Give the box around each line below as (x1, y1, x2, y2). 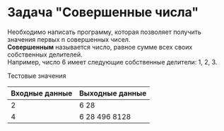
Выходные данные (78, 88, 147, 98)
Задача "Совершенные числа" (7, 4, 199, 21)
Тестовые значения (7, 72, 66, 80)
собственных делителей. (7, 50, 83, 59)
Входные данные (11, 88, 73, 98)
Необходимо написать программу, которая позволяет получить (7, 28, 201, 36)
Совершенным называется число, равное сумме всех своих (7, 42, 193, 51)
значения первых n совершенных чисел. (7, 35, 131, 43)
